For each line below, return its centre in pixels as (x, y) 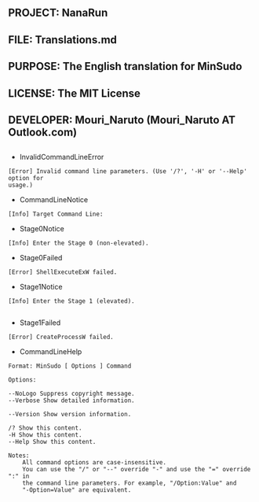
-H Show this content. (45, 435)
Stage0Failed (41, 258)
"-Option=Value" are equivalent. (77, 490)
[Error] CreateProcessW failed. (61, 338)
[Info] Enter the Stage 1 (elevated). (71, 301)
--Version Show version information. (70, 415)
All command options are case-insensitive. (95, 463)
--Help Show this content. (52, 442)
